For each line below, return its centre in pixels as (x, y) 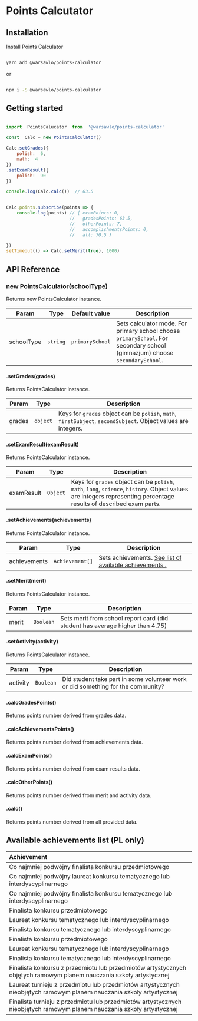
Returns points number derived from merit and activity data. (79, 795)
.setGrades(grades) (31, 376)
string (56, 342)
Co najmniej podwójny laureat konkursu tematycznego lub (89, 876)
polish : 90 (31, 176)
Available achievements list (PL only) (75, 840)
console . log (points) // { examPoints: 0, (68, 213)
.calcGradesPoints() (31, 702)
